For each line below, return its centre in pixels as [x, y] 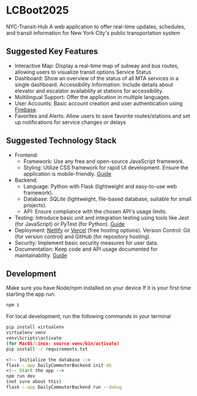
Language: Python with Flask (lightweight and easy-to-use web [100, 186]
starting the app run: [31, 294]
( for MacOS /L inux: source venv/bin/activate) [63, 343]
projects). [35, 205]
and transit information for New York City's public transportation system [93, 32]
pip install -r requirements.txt [47, 349]
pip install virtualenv [35, 327]
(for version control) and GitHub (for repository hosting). [83, 236]
